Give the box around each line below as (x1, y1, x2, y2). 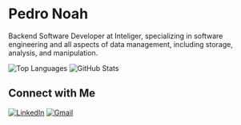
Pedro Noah (8, 5, 89, 23)
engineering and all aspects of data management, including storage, (8, 39, 234, 49)
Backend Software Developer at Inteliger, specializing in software (8, 31, 223, 41)
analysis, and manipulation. (8, 48, 98, 57)
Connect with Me (8, 87, 96, 100)
